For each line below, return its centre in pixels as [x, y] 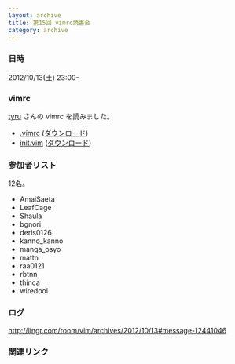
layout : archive [35, 15]
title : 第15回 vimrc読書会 [49, 23]
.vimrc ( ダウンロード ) [54, 133]
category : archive [38, 30]
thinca [30, 282]
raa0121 [32, 266]
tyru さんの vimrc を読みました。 [61, 116]
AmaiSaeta [37, 199]
